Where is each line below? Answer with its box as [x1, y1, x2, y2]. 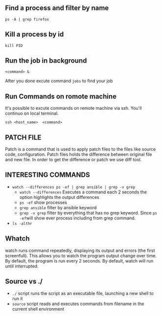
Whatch [5, 235, 30, 243]
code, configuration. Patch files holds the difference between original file [5, 151, 152, 157]
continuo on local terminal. [5, 110, 59, 117]
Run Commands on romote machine [5, 92, 116, 100]
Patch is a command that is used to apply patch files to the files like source [5, 146, 156, 152]
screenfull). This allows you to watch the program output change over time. [5, 252, 157, 259]
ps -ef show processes [19, 199, 68, 205]
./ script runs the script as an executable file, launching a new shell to [12, 290, 154, 296]
